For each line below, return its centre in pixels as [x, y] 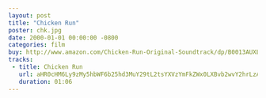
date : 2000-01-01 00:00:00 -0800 [63, 38]
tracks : [21, 60]
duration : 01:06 [46, 81]
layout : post [30, 15]
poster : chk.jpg [35, 30]
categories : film [37, 45]
